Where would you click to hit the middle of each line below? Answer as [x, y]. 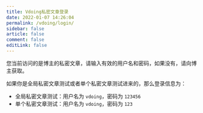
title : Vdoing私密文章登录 [37, 12]
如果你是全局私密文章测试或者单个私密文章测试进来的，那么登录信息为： [96, 83]
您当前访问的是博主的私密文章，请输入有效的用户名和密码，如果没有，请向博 [101, 63]
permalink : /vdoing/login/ [40, 23]
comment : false [25, 40]
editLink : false [27, 46]
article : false [25, 34]
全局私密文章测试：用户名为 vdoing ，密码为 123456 [78, 96]
